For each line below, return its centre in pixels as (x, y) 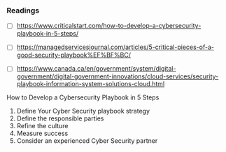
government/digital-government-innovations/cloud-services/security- (118, 76)
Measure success (42, 133)
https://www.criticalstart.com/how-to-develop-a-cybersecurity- (109, 26)
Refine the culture (42, 126)
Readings (23, 11)
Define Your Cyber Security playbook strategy (83, 111)
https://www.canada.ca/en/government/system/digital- (96, 69)
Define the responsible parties (60, 118)
